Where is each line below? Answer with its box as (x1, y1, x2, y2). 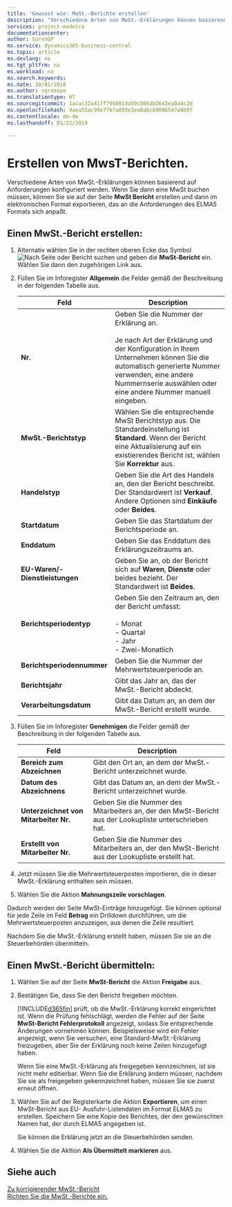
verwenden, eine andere (115, 370, 194, 380)
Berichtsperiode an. (115, 525, 179, 535)
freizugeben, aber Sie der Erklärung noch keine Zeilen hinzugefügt (17, 1042, 207, 1050)
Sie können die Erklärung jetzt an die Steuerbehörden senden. (17, 1133, 195, 1141)
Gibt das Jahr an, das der (115, 676, 197, 685)
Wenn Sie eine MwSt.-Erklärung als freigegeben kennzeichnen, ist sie (17, 1062, 216, 1071)
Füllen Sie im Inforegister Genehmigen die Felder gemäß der (17, 722, 190, 730)
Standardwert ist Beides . (115, 582, 195, 591)
